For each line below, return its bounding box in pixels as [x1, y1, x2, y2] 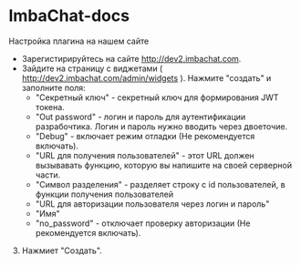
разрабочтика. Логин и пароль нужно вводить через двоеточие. [35, 120, 288, 132]
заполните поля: [21, 82, 86, 93]
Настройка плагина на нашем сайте [8, 36, 150, 46]
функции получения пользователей [35, 189, 174, 199]
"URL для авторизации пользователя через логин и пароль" [35, 198, 270, 209]
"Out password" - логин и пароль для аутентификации [35, 111, 246, 122]
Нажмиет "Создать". [21, 245, 102, 256]
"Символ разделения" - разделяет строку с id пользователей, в [35, 178, 285, 189]
